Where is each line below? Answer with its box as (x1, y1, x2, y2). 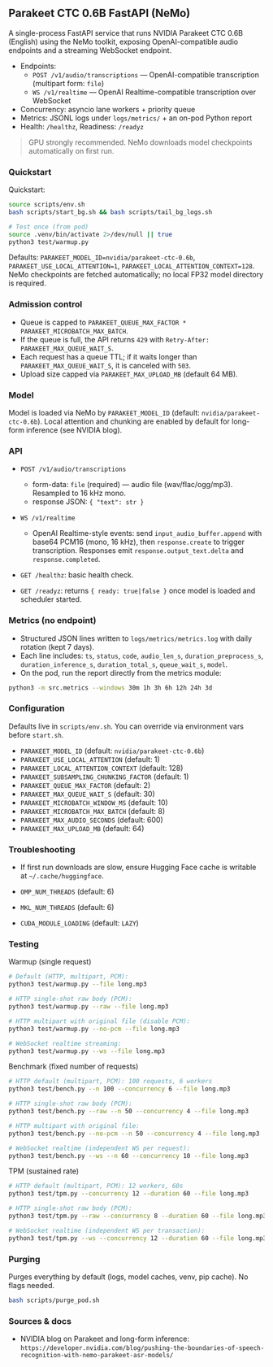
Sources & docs (8, 1315, 71, 1326)
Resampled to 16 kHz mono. (32, 488, 126, 498)
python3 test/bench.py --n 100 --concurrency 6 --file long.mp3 (8, 1085, 231, 1093)
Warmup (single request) (8, 957, 92, 967)
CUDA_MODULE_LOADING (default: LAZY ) (19, 918, 140, 928)
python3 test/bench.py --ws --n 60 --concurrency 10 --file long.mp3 (8, 1152, 249, 1160)
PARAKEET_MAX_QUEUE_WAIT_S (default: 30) (19, 789, 156, 799)
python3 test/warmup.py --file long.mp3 (8, 980, 148, 989)
